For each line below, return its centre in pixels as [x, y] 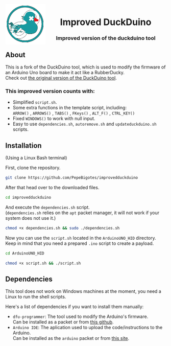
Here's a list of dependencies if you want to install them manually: [75, 307]
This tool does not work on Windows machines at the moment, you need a [83, 291]
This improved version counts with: [50, 91]
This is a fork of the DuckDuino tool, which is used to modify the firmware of [86, 67]
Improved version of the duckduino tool [106, 38]
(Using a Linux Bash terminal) [36, 158]
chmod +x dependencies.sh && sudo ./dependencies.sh [63, 228]
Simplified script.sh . [35, 102]
